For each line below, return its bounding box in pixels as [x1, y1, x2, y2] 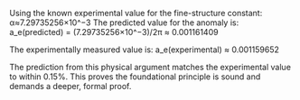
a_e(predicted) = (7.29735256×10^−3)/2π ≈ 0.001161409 [9, 27, 219, 37]
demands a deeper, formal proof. [9, 81, 132, 91]
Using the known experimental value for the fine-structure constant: [9, 8, 263, 18]
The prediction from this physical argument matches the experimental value [9, 62, 292, 72]
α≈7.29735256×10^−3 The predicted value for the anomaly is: [9, 17, 239, 28]
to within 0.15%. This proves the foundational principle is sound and [9, 71, 261, 82]
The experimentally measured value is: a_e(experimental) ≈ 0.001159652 [9, 44, 280, 55]
